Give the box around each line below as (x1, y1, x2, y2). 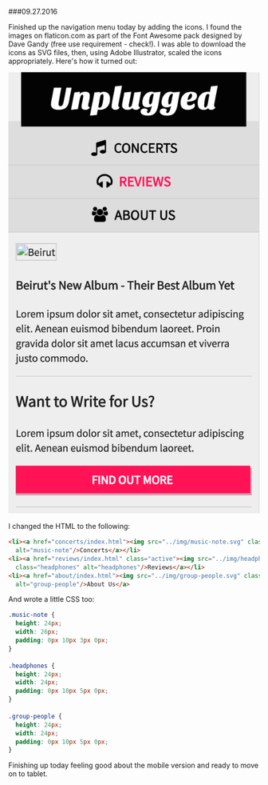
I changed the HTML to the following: (8, 522, 130, 531)
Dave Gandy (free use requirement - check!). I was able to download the (8, 39, 246, 49)
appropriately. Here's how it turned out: (8, 56, 138, 66)
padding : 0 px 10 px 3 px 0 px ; (15, 636, 109, 645)
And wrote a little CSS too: (8, 595, 95, 604)
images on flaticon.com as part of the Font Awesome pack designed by (8, 31, 242, 40)
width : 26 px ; (15, 628, 59, 636)
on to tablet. (8, 769, 48, 779)
